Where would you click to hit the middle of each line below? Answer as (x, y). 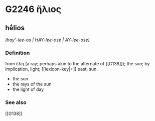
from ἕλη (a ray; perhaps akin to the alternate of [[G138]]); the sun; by (77, 64)
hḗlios (15, 28)
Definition (18, 53)
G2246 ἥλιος (33, 9)
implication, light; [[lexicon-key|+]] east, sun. (51, 69)
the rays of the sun (32, 84)
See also (16, 102)
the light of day (28, 89)
